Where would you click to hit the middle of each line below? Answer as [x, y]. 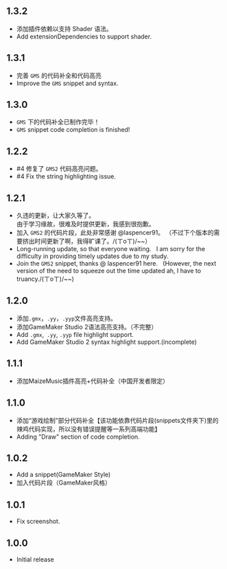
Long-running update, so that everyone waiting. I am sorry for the [111, 249]
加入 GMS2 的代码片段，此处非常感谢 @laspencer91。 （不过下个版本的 [115, 233]
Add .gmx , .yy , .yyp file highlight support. [75, 334]
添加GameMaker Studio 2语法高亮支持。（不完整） [87, 327]
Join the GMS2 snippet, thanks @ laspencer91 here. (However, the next [116, 264]
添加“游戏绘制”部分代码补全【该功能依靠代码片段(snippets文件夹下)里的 [117, 420]
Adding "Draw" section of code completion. [78, 437]
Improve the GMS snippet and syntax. [67, 83]
